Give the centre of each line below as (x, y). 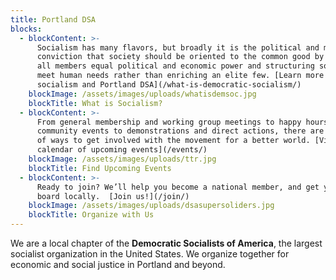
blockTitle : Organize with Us (91, 215)
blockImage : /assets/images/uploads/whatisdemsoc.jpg (142, 94)
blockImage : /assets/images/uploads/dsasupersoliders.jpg (151, 206)
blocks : (26, 29)
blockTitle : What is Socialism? (95, 103)
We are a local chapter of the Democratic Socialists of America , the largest (166, 243)
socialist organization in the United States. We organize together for (150, 254)
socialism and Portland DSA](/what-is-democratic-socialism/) (169, 85)
